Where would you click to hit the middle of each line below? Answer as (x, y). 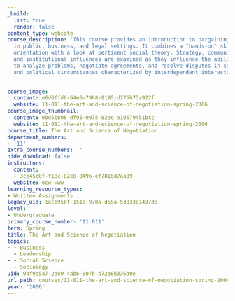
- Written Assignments (40, 196)
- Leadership (33, 254)
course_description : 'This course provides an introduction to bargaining (119, 40)
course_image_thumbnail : (43, 111)
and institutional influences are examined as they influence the (112, 59)
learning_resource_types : (45, 189)
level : (17, 209)
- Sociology (31, 267)
